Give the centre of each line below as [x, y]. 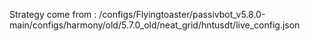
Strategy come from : [53, 14]
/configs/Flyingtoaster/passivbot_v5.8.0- [182, 14]
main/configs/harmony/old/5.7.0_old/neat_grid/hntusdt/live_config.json [155, 25]
